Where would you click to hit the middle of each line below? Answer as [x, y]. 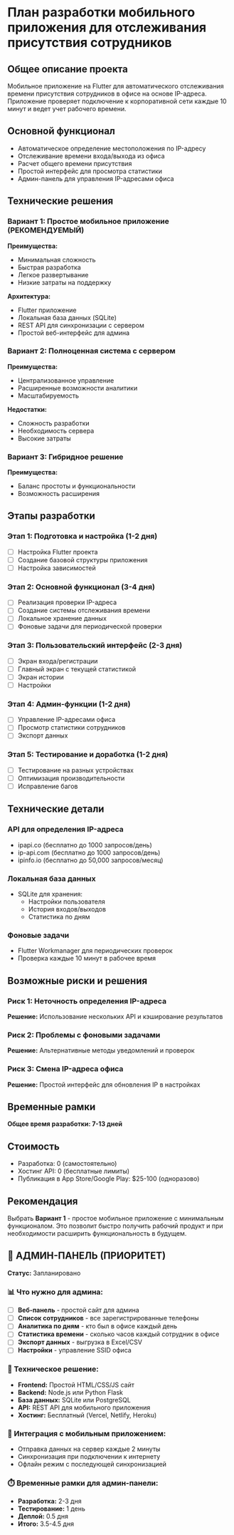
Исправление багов [48, 786]
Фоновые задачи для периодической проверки [90, 626]
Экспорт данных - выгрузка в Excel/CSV [80, 1342]
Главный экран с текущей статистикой [77, 669]
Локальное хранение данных [62, 619]
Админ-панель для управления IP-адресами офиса [96, 178]
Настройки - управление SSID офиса [74, 1350]
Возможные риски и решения [78, 981]
